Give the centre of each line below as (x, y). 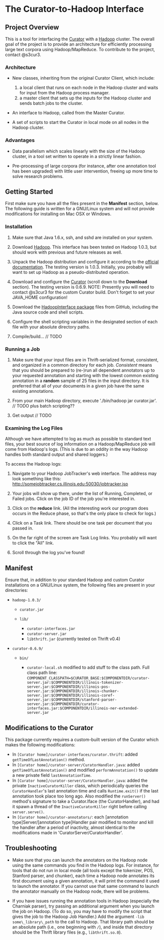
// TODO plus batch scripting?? (43, 406)
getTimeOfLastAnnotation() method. (49, 759)
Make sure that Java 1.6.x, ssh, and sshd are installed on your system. (82, 237)
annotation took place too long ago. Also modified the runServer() (79, 796)
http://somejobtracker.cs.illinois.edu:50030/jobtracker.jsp (70, 484)
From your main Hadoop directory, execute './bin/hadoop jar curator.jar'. (84, 401)
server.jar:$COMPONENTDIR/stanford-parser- (72, 700)
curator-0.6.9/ (28, 649)
